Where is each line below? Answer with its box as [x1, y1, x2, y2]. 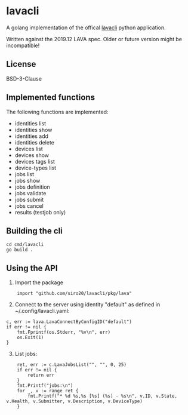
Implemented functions [6, 93, 95, 103]
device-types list [14, 164, 57, 171]
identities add [14, 133, 49, 140]
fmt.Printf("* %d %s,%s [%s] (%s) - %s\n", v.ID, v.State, [27, 393, 178, 399]
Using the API [6, 263, 58, 273]
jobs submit [14, 196, 44, 203]
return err [27, 372, 55, 379]
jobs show [14, 177, 41, 184]
